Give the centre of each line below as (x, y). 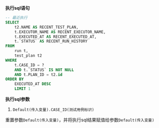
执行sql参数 (18, 99)
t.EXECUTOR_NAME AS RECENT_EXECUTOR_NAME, (60, 32)
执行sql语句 (18, 8)
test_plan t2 (28, 56)
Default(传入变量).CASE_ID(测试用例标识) (53, 110)
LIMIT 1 (22, 89)
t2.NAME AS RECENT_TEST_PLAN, (47, 27)
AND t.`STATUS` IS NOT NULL (44, 70)
